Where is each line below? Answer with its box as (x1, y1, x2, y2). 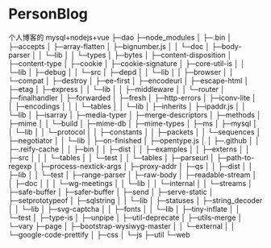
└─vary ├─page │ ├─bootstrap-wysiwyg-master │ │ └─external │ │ (8, 221, 236, 230)
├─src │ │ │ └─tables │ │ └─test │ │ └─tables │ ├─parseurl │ (8, 152, 215, 162)
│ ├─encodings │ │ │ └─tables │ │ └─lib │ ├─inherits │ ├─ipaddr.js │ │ (8, 101, 247, 111)
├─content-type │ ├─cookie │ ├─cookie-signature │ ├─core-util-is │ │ (8, 58, 246, 68)
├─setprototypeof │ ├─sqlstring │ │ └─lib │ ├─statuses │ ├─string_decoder (8, 195, 263, 205)
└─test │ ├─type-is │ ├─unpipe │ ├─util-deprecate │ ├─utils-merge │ (8, 213, 243, 222)
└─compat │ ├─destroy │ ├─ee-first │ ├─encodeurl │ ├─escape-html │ (8, 76, 249, 85)
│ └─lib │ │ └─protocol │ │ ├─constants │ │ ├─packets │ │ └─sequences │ (8, 126, 261, 137)
